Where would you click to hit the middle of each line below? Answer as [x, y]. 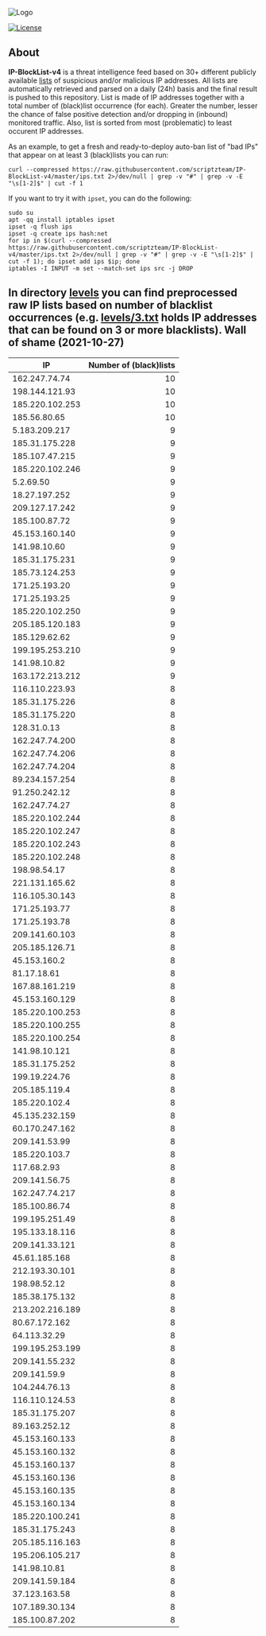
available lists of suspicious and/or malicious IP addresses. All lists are [123, 80]
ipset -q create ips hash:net [58, 234]
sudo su [21, 212]
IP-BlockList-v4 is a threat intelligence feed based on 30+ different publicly [132, 72]
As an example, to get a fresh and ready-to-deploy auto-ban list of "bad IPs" [133, 146]
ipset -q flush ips [40, 227]
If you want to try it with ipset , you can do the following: [100, 198]
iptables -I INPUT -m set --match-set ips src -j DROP [101, 268]
